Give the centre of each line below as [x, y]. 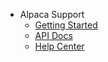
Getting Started [66, 25]
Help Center [59, 46]
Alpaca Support [52, 14]
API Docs [53, 35]
